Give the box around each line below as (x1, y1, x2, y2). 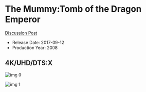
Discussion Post (5, 30, 37, 36)
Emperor (5, 14, 41, 25)
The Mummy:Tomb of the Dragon (5, 3, 142, 15)
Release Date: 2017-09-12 (12, 39, 64, 45)
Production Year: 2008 (12, 45, 58, 50)
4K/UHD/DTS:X (5, 59, 53, 67)
